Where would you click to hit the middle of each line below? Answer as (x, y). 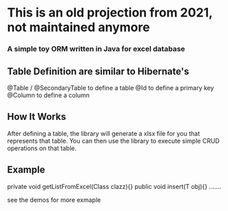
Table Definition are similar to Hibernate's (98, 71)
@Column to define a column (49, 95)
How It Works (37, 117)
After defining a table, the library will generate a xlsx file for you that (104, 133)
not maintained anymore (79, 27)
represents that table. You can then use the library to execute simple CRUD (114, 141)
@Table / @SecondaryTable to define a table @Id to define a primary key (111, 88)
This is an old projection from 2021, (110, 13)
